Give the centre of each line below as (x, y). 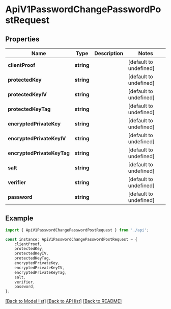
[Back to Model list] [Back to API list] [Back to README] (64, 301)
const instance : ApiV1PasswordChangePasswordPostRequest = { (72, 239)
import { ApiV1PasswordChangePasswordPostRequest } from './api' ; (77, 230)
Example (19, 218)
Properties (22, 39)
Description (109, 53)
